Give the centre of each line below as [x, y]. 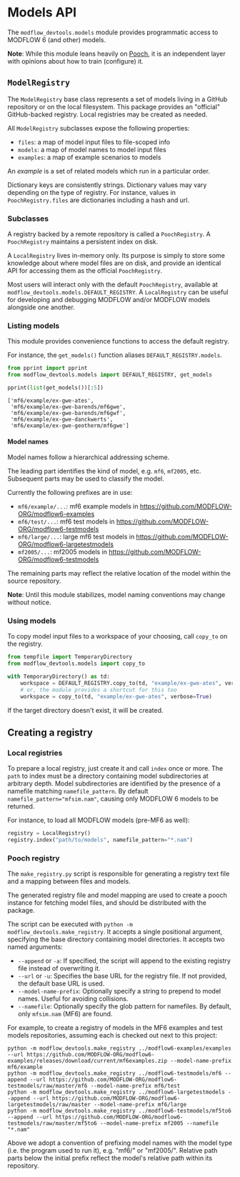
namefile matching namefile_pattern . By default [78, 791]
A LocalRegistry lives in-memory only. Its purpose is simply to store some [116, 256]
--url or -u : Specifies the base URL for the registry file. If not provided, [122, 976]
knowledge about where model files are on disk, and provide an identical [114, 263]
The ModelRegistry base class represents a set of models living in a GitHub [117, 99]
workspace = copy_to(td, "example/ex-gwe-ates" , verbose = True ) [116, 696]
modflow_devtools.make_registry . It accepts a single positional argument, [115, 932]
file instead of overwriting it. [59, 968]
